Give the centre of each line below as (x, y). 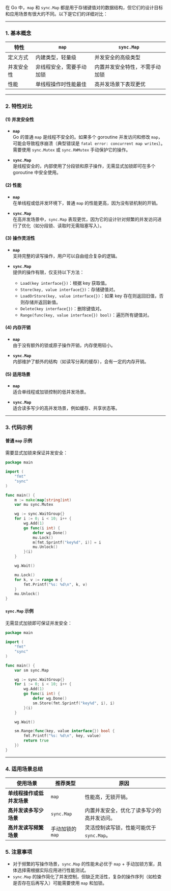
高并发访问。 (100, 818)
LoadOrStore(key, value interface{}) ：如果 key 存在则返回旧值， (90, 295)
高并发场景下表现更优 (120, 84)
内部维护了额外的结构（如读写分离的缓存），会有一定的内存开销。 (81, 362)
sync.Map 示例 (20, 611)
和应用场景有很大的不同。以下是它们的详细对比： (56, 14)
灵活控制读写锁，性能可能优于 (121, 828)
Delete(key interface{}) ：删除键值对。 (62, 308)
